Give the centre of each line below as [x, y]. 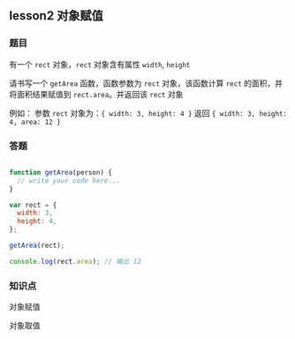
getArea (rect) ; [37, 246]
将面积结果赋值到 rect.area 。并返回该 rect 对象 [96, 94]
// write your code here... [69, 181]
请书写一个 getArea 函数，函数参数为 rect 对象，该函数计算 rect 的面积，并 [146, 83]
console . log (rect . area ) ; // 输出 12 [75, 261]
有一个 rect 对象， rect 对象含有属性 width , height [100, 64]
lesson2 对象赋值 [56, 16]
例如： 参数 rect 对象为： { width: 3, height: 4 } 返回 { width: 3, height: [148, 112]
